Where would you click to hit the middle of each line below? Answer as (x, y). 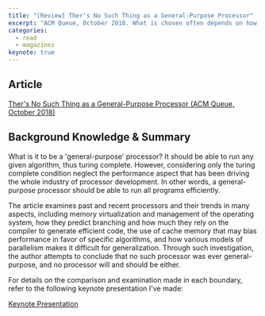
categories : (28, 30)
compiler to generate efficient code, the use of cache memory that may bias (132, 230)
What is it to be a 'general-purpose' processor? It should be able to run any (131, 156)
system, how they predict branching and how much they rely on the (119, 222)
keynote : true (32, 52)
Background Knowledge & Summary (100, 137)
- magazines (35, 45)
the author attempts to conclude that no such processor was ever (115, 256)
